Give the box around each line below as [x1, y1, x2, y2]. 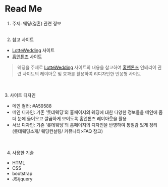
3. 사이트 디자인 [5, 92, 36, 98]
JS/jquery [12, 175, 33, 182]
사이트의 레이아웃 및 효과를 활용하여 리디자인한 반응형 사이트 [22, 70, 141, 76]
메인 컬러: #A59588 [12, 103, 52, 109]
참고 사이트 [12, 36, 34, 42]
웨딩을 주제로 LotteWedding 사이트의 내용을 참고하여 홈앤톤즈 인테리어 [17, 64, 157, 70]
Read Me [5, 3, 42, 15]
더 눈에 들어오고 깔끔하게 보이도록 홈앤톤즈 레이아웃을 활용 [12, 115, 127, 121]
